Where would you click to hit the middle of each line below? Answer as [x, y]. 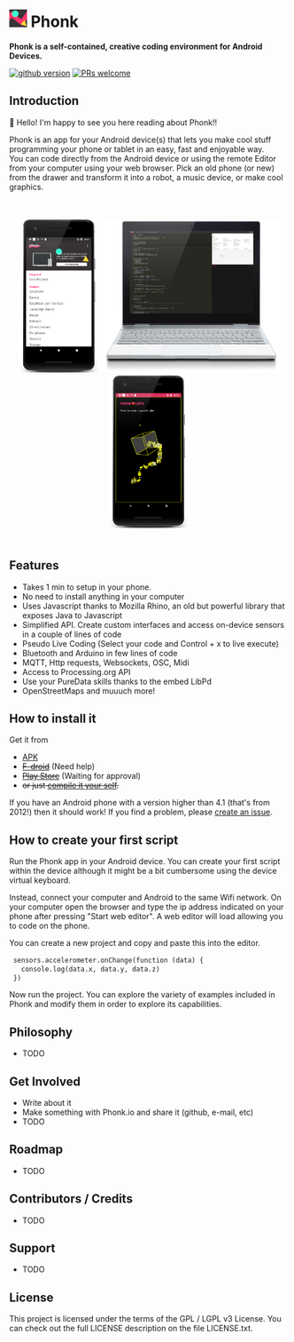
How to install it [53, 719]
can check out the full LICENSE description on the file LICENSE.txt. [131, 1329]
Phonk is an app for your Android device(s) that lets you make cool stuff [140, 139]
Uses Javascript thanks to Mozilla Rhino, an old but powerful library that [153, 606]
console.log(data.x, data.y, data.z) [91, 969]
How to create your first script [94, 840]
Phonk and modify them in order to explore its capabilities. [116, 1005]
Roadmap [36, 1150]
